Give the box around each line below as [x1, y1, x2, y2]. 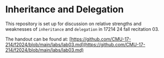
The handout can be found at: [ [5, 36, 71, 42]
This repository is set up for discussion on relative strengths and [5, 21, 142, 27]
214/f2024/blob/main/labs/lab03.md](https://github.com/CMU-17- [5, 41, 145, 47]
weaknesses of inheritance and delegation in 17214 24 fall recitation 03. [5, 26, 159, 32]
